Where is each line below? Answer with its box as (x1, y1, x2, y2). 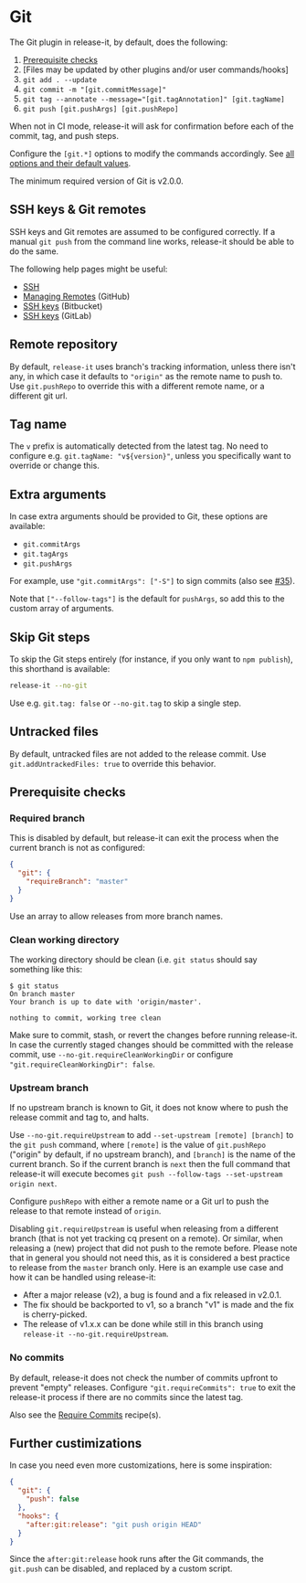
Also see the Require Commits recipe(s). (9, 1409, 162, 1420)
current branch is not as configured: (9, 843, 145, 854)
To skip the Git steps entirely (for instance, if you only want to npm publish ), (9, 653, 294, 664)
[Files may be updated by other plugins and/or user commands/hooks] (22, 64, 290, 75)
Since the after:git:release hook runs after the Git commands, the (9, 1554, 264, 1565)
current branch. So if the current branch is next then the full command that (9, 1159, 290, 1170)
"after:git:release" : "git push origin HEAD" (26, 1520, 203, 1529)
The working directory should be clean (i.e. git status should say (9, 954, 258, 965)
